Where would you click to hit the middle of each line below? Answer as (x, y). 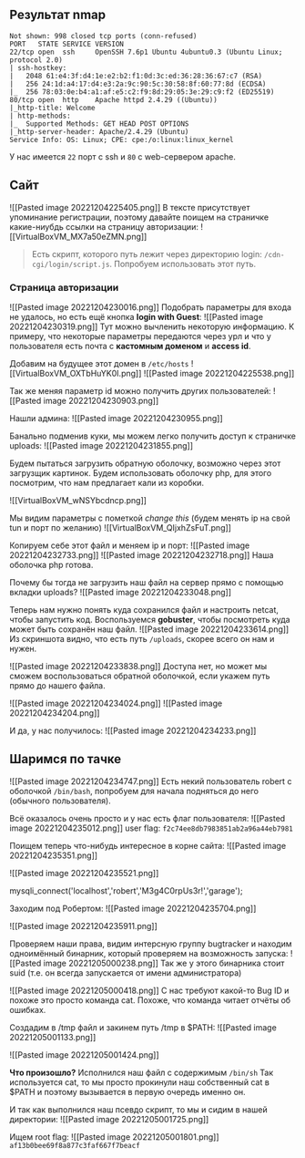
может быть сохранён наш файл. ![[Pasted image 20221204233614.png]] (149, 629)
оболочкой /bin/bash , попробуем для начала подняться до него (134, 791)
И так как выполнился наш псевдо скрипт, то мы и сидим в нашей (138, 1109)
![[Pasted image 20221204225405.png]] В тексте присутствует (130, 207)
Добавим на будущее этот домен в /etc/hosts (99, 363)
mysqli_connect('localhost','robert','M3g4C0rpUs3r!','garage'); (126, 890)
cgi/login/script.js (71, 264)
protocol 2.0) (36, 60)
